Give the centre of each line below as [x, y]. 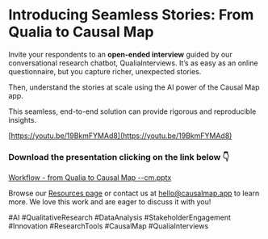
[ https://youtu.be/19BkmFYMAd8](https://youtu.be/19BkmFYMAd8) [120, 136]
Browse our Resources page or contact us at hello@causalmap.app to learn [134, 193]
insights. [23, 119]
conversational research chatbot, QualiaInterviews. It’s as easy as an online [133, 63]
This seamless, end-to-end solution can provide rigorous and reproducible [132, 111]
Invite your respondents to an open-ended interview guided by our [120, 54]
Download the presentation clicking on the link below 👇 [119, 157]
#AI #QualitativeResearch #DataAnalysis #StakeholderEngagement [120, 218]
